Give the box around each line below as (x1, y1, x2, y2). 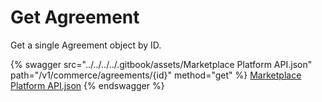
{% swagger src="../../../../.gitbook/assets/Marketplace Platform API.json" (10, 58, 313, 70)
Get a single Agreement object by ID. (10, 39, 162, 51)
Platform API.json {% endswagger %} (10, 79, 165, 91)
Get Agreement (10, 6, 140, 29)
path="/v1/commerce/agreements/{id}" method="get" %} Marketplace (10, 69, 302, 81)
